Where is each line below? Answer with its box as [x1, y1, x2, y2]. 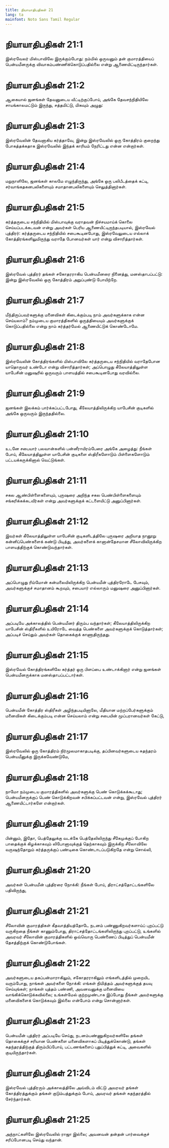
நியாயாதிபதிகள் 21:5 [5, 202, 85, 213]
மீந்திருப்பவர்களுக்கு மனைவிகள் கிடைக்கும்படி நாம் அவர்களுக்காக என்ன [5, 312, 145, 318]
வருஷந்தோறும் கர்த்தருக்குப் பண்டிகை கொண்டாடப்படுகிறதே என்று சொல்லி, [5, 846, 152, 853]
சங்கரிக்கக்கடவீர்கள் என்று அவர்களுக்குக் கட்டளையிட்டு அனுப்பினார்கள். [5, 497, 142, 503]
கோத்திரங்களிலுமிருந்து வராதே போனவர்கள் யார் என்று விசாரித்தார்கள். [5, 236, 144, 242]
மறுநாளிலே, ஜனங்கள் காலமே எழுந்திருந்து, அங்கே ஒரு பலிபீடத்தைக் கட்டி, [5, 178, 149, 184]
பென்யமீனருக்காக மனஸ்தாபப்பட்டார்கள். [5, 672, 84, 678]
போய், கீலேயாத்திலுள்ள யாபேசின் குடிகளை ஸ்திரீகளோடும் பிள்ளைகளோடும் [5, 451, 150, 457]
